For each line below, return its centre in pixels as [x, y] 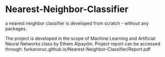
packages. [16, 28]
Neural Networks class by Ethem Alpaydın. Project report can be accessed [83, 43]
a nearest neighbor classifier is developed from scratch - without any [77, 23]
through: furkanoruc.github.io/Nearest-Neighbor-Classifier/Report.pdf [78, 49]
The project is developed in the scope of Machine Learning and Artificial [80, 38]
